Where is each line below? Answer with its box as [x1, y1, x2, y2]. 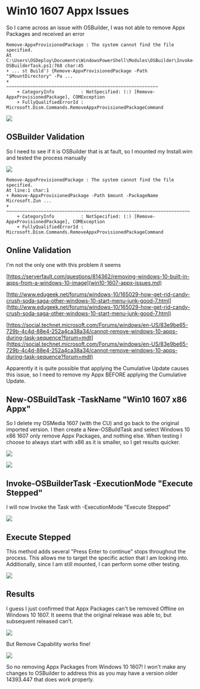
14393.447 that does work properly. [6, 676, 94, 683]
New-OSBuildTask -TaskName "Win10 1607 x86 [6, 394, 187, 404]
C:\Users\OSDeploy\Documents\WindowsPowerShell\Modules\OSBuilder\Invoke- [6, 57, 196, 63]
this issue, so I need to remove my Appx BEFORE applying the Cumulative [6, 371, 187, 378]
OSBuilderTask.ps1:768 [6, 63, 62, 69]
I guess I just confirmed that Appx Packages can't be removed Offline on [6, 605, 185, 612]
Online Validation [6, 245, 71, 256]
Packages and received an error [6, 30, 85, 37]
